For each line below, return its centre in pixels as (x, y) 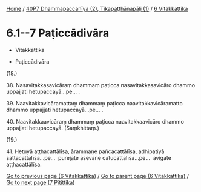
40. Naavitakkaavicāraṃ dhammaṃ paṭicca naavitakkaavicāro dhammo (95, 121)
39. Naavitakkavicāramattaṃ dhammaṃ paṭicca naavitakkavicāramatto (94, 103)
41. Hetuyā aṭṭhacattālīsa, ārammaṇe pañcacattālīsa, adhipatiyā (85, 151)
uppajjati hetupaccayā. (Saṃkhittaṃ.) (53, 128)
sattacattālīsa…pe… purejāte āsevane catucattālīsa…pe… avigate (89, 157)
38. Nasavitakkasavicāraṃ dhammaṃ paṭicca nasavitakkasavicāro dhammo (101, 85)
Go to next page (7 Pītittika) (41, 182)
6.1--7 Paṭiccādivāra (58, 33)
